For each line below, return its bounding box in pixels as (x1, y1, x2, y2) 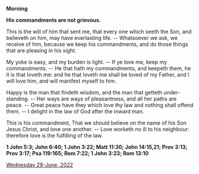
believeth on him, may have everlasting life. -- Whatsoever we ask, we (6, 34, 178, 41)
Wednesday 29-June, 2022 (6, 162, 73, 168)
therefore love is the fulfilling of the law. (6, 132, 103, 139)
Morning (6, 5, 28, 12)
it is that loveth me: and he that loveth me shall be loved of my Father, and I (6, 71, 189, 78)
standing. (6, 95, 30, 102)
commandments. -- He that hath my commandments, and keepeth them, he (6, 65, 191, 72)
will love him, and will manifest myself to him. (6, 77, 117, 84)
